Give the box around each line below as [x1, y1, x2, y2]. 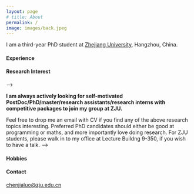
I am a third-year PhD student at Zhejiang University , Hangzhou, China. [6, 41, 178, 48]
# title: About [6, 14, 44, 20]
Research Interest [6, 68, 51, 75]
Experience [6, 54, 35, 62]
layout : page [6, 8, 38, 15]
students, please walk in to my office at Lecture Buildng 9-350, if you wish [6, 135, 186, 142]
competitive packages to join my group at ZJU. [6, 105, 122, 112]
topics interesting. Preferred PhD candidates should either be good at [6, 123, 175, 130]
